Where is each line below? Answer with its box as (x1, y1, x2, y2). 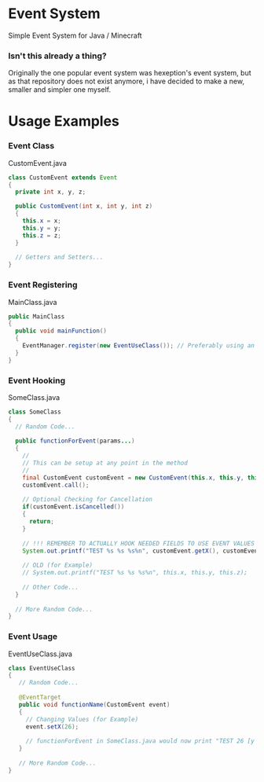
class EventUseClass (8, 664, 76, 672)
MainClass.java (8, 297, 57, 307)
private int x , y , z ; (15, 188, 86, 196)
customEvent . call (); (22, 481, 90, 489)
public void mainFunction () (15, 327, 108, 335)
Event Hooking (8, 375, 65, 386)
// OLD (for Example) (22, 561, 93, 570)
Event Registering (8, 280, 78, 291)
